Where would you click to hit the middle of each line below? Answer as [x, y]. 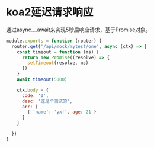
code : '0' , [35, 95]
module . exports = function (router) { [54, 41]
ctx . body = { [33, 90]
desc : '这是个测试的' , [47, 101]
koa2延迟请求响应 [50, 12]
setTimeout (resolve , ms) [58, 63]
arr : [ [30, 107]
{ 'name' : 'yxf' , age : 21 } [62, 112]
